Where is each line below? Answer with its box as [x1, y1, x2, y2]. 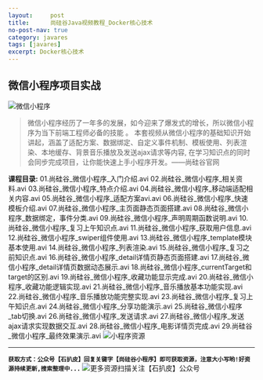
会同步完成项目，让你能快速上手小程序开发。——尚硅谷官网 [27, 157, 220, 166]
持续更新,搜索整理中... [13, 364, 81, 373]
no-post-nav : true [8, 26, 68, 34]
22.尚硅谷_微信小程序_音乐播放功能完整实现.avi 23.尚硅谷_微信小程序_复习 [8, 291, 247, 301]
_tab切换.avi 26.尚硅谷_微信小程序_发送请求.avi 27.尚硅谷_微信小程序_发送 [8, 311, 245, 320]
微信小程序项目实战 [8, 79, 101, 93]
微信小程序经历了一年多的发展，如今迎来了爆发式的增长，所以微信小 [27, 118, 247, 127]
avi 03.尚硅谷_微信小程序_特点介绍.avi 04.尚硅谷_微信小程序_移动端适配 [16, 184, 247, 193]
